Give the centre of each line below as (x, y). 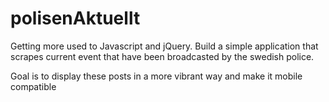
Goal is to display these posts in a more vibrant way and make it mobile (156, 76)
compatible (33, 86)
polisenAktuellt (75, 18)
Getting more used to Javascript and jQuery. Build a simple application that (164, 46)
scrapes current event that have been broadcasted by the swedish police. (162, 56)
